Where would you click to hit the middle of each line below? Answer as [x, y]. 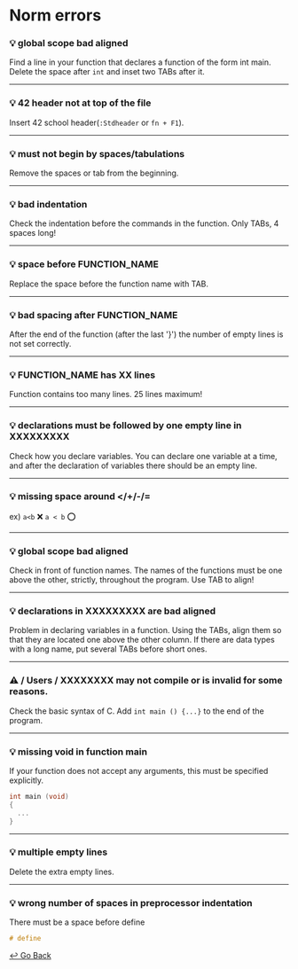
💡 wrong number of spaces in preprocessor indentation [131, 903]
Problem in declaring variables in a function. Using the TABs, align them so [145, 630]
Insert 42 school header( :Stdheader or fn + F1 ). [97, 122]
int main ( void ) [39, 797]
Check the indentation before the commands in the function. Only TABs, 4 [144, 223]
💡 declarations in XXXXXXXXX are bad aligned [113, 611]
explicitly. [27, 780]
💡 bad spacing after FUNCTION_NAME [94, 315]
